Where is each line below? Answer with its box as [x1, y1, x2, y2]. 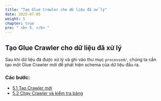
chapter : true [5, 21, 35, 26]
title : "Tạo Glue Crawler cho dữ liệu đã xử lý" [5, 7, 107, 12]
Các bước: [5, 74, 31, 81]
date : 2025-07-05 [5, 12, 41, 17]
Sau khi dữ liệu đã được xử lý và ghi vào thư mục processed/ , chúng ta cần [5, 56, 157, 62]
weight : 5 [5, 16, 26, 21]
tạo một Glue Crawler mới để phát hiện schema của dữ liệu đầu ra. [5, 62, 140, 68]
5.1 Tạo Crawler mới [12, 85, 52, 91]
